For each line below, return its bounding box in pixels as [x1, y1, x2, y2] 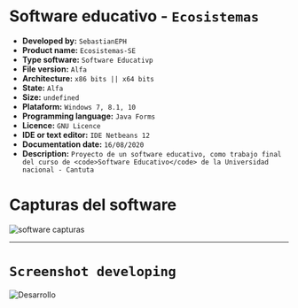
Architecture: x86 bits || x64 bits [21, 73, 155, 83]
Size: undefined [21, 91, 80, 103]
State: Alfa [21, 82, 64, 93]
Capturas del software [9, 195, 177, 215]
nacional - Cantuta [21, 166, 95, 174]
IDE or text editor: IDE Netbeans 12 [21, 129, 151, 140]
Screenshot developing [9, 264, 176, 281]
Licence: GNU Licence [21, 119, 101, 130]
